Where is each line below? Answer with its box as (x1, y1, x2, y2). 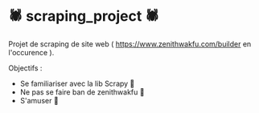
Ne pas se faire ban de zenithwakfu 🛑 (19, 87, 145, 97)
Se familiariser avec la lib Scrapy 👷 (19, 79, 135, 88)
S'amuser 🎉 (19, 95, 59, 105)
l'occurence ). (8, 47, 55, 57)
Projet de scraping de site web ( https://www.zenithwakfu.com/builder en (8, 38, 252, 49)
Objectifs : (8, 63, 43, 73)
